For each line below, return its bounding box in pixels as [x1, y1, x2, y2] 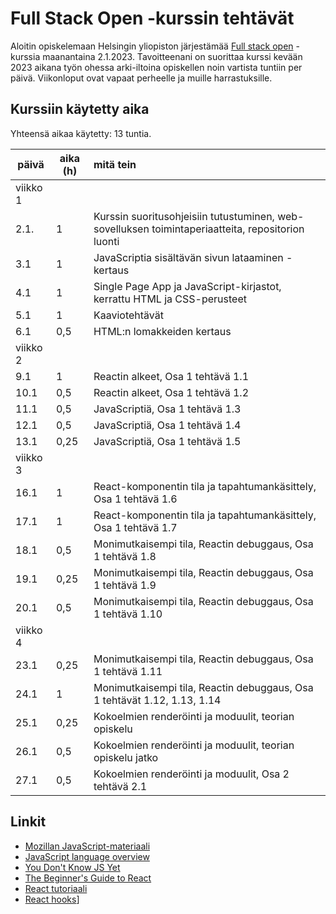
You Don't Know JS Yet [24, 861, 121, 873]
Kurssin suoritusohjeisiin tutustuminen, [93, 209, 275, 223]
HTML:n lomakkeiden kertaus [93, 324, 232, 338]
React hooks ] [24, 893, 80, 905]
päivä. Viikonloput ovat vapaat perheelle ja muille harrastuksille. [10, 72, 273, 84]
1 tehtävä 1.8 [93, 549, 157, 563]
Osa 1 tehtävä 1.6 [93, 492, 178, 506]
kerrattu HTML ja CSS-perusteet [93, 292, 247, 306]
